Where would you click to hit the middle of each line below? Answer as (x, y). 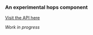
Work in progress (23, 27)
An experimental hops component (46, 7)
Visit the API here (23, 18)
